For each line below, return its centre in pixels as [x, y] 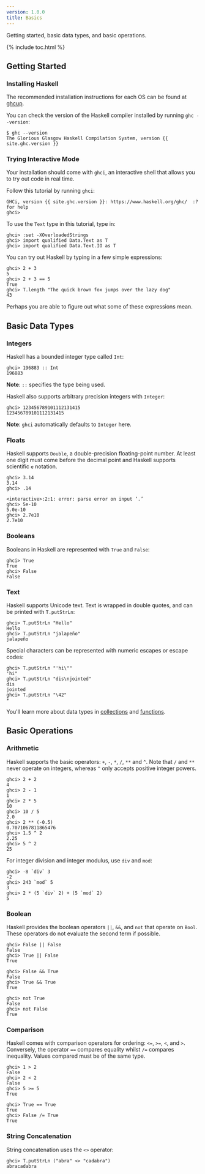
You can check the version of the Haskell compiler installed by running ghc [100, 115]
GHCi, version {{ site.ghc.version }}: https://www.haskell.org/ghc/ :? [102, 202]
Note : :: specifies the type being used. [56, 385]
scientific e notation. [32, 466]
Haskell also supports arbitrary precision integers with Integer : [86, 397]
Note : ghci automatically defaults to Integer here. [69, 424]
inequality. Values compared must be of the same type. [76, 1056]
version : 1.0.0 [26, 12]
